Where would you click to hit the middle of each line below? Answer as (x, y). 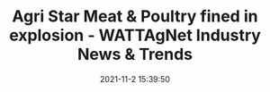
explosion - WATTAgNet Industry (135, 35)
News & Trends (135, 54)
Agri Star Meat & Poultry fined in (135, 17)
